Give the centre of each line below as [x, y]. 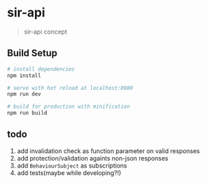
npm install [24, 76]
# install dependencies [41, 69]
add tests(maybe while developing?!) [69, 172]
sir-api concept [45, 32]
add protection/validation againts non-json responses [93, 158]
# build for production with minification [69, 107]
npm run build [27, 113]
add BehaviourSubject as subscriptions [72, 165]
